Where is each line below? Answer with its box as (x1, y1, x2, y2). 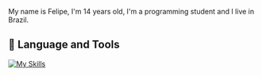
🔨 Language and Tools (8, 38, 121, 51)
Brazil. (8, 15, 29, 25)
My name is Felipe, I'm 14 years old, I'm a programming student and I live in (8, 7, 255, 16)
